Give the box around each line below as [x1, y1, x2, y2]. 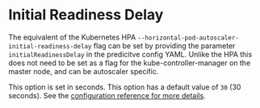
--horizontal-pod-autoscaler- [137, 34, 240, 42]
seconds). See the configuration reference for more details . [8, 90, 206, 100]
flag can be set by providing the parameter [93, 40, 236, 50]
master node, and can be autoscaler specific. [8, 66, 159, 76]
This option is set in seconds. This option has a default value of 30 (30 [8, 82, 241, 92]
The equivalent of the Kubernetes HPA [8, 32, 136, 42]
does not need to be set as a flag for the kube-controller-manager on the [8, 58, 251, 68]
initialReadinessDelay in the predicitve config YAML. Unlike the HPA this [8, 49, 253, 59]
